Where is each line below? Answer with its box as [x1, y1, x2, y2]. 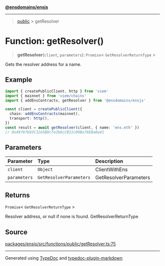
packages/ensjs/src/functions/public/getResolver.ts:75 [5, 241, 116, 247]
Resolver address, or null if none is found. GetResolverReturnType [5, 214, 138, 220]
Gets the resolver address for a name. [5, 61, 82, 67]
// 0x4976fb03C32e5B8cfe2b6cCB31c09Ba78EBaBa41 [5, 130, 105, 134]
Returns [5, 191, 30, 199]
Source [5, 228, 28, 236]
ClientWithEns [95, 166, 128, 173]
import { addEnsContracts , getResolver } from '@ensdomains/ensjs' [5, 98, 146, 103]
